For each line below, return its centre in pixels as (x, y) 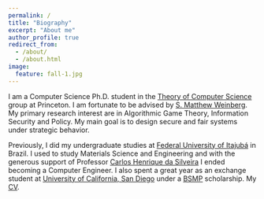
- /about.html (38, 60)
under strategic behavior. (49, 130)
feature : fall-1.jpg (49, 74)
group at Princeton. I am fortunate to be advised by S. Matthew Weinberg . (128, 105)
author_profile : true (44, 37)
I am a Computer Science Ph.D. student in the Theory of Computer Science (130, 96)
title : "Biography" (40, 23)
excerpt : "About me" (42, 30)
